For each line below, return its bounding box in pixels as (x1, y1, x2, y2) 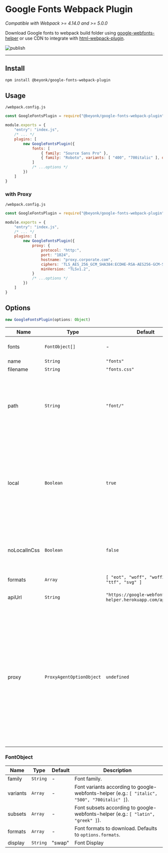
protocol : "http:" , (40, 248, 81, 253)
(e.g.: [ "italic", (115, 790, 157, 797)
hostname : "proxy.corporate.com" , (40, 257, 113, 262)
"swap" (51, 839, 69, 846)
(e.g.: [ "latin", (115, 810, 155, 817)
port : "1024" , (40, 252, 70, 257)
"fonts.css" (105, 366, 134, 372)
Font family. (74, 775, 102, 782)
